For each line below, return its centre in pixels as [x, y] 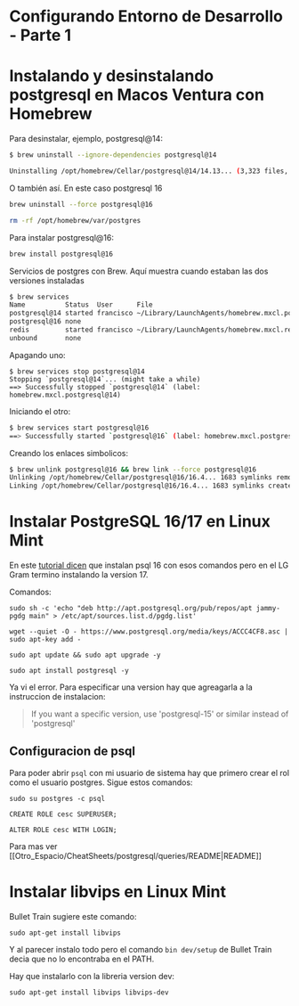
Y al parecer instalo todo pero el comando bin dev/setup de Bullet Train [141, 949]
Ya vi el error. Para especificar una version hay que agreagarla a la [131, 687]
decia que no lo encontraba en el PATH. [82, 959]
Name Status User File [81, 305]
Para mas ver [33, 846]
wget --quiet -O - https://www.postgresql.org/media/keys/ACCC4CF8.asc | [149, 632]
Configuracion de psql [73, 752]
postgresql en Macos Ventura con [137, 95]
